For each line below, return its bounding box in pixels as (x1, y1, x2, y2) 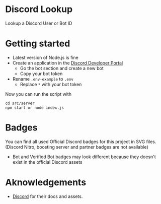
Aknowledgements (5, 177, 87, 188)
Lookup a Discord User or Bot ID (5, 20, 72, 26)
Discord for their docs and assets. (12, 193, 83, 199)
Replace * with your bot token (20, 81, 82, 87)
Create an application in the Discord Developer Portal (12, 59, 123, 66)
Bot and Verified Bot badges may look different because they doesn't (12, 154, 156, 160)
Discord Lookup (5, 4, 73, 15)
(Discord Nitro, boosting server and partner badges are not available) (5, 144, 148, 150)
